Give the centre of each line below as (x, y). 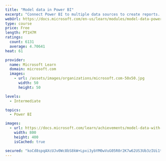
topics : (13, 110)
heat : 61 (14, 51)
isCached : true (30, 142)
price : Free (17, 28)
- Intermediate (25, 101)
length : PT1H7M (21, 33)
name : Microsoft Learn (33, 65)
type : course (19, 23)
